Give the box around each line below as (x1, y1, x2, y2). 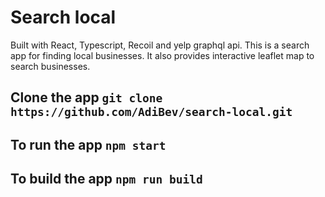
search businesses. (10, 60, 91, 72)
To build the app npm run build (10, 171, 203, 188)
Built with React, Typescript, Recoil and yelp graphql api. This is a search (10, 39, 310, 51)
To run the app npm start (10, 136, 167, 153)
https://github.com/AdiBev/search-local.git (10, 105, 293, 120)
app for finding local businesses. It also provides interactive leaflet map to (10, 49, 315, 61)
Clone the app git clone (10, 89, 163, 106)
